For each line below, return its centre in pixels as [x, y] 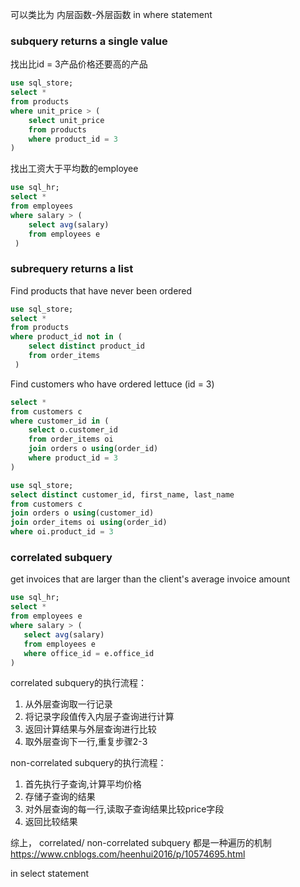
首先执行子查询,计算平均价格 [83, 784]
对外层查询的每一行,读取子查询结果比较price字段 [124, 809]
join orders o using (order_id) [93, 449]
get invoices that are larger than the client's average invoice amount [150, 579]
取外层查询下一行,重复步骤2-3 [86, 742]
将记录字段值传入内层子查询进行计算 [99, 717]
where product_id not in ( [66, 337]
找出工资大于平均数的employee [74, 169]
